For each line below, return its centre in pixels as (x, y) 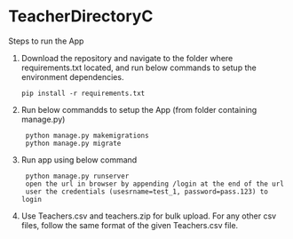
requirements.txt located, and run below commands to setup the (139, 68)
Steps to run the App (46, 41)
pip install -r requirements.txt (83, 93)
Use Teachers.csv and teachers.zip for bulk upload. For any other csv (149, 216)
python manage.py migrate (73, 143)
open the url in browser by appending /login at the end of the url (155, 184)
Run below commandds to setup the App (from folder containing (139, 109)
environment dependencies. (72, 76)
